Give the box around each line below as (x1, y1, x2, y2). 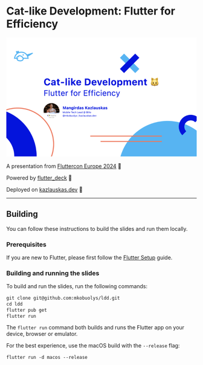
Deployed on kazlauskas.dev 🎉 (6, 186, 83, 193)
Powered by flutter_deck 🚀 (6, 174, 72, 181)
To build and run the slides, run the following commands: (6, 283, 148, 290)
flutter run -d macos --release (6, 355, 88, 361)
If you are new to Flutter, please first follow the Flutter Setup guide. (6, 254, 173, 261)
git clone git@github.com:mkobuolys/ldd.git (6, 295, 120, 302)
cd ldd (6, 301, 23, 308)
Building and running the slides (6, 269, 100, 277)
